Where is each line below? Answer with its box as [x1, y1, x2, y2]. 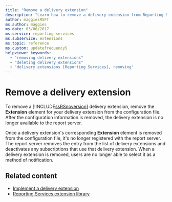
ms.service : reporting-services [5, 31, 74, 36]
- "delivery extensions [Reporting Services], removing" [10, 64, 134, 70]
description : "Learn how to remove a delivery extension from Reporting [5, 12, 164, 17]
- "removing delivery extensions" [10, 55, 83, 60]
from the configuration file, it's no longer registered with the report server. [5, 135, 161, 141]
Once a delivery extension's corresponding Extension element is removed [5, 130, 162, 136]
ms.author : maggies [5, 21, 47, 27]
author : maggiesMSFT [5, 17, 50, 22]
